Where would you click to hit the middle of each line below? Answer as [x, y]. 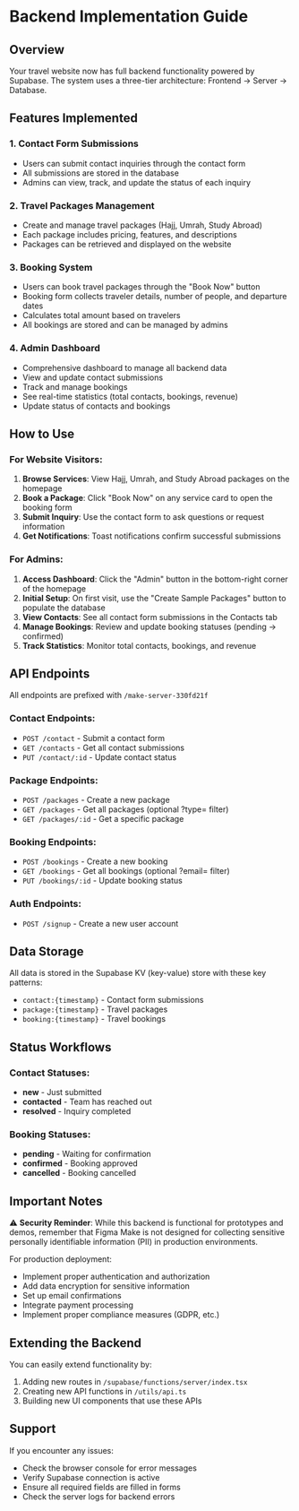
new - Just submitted [62, 1092]
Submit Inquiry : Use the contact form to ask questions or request [143, 517]
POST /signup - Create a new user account [100, 923]
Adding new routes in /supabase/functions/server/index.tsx [135, 1381]
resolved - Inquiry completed [77, 1111]
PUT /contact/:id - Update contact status [99, 757]
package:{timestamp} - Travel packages [95, 1009]
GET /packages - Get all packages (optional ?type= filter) [125, 809]
